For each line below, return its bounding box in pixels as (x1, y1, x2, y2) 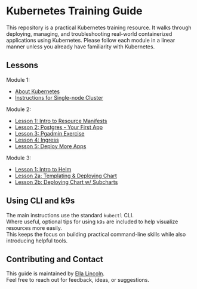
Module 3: (6, 154, 32, 161)
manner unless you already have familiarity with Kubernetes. (6, 43, 155, 50)
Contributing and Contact (6, 254, 103, 264)
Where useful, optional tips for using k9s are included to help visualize (6, 218, 178, 225)
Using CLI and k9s (6, 196, 75, 206)
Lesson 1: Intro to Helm (14, 165, 72, 173)
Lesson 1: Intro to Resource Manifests (14, 117, 107, 124)
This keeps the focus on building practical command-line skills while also (6, 230, 186, 238)
